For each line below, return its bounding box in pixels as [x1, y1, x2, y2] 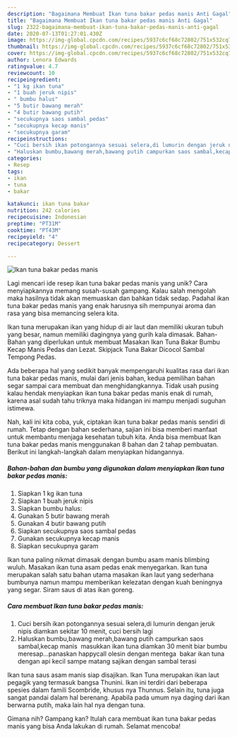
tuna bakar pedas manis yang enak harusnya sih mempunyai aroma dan [7, 302, 217, 310]
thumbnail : [7, 43, 39, 50]
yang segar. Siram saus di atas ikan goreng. [7, 586, 135, 594]
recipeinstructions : [7, 135, 68, 142]
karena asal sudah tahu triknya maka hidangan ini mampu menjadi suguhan [7, 396, 226, 405]
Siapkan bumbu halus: [17, 505, 83, 513]
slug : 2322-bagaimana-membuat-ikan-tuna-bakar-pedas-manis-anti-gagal [7, 23, 219, 30]
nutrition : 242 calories [7, 207, 80, 214]
